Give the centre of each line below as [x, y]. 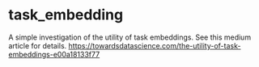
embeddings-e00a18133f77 [54, 54]
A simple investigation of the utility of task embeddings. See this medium [130, 37]
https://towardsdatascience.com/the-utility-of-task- [155, 45]
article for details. [38, 45]
